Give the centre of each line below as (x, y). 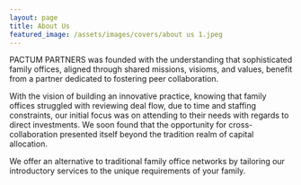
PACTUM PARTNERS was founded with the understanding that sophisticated (151, 60)
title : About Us (40, 26)
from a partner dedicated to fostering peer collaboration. (114, 79)
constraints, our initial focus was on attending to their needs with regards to (149, 115)
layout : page (34, 18)
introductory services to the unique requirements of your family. (128, 171)
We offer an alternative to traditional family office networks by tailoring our (147, 162)
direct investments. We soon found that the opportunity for (118, 125)
